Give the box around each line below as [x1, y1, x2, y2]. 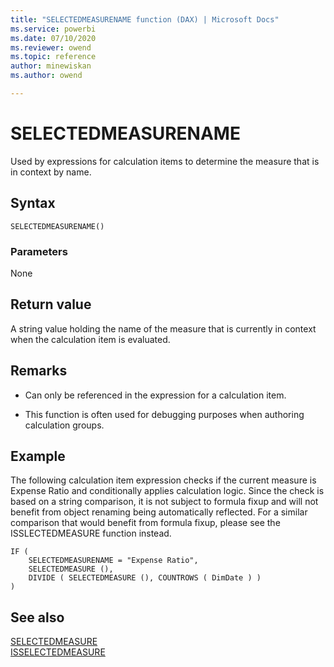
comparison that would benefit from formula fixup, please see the [10, 517, 281, 529]
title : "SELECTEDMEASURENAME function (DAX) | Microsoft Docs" [10, 14, 280, 25]
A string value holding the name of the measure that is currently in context [10, 322, 317, 335]
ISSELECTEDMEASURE [10, 646, 106, 658]
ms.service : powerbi [10, 24, 97, 34]
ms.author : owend [10, 71, 83, 81]
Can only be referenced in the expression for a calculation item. [24, 389, 287, 401]
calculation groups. [24, 419, 105, 431]
